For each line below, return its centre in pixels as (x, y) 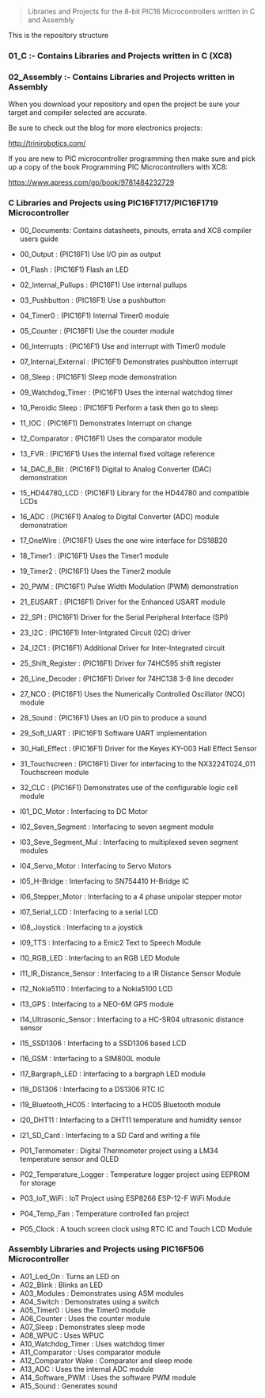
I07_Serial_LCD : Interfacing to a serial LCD (89, 911)
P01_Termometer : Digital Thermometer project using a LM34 (119, 1150)
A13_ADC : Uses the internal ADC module (87, 1369)
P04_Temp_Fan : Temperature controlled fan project (104, 1213)
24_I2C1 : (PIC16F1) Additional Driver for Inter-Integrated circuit (122, 647)
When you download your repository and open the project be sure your (124, 104)
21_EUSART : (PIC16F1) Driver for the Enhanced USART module (122, 602)
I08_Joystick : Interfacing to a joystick (81, 927)
